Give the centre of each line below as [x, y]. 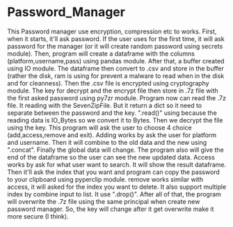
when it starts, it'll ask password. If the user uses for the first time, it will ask [116, 38]
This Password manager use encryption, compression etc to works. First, [112, 31]
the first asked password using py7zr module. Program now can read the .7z [116, 97]
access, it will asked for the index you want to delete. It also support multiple [117, 187]
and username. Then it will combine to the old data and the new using [107, 142]
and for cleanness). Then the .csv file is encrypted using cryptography [109, 83]
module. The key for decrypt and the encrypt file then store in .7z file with [113, 91]
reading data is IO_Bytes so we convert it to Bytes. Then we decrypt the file [115, 120]
